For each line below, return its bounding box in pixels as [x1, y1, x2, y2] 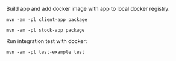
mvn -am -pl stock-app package [6, 27, 85, 33]
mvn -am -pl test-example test [6, 49, 85, 55]
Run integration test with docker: [6, 38, 87, 44]
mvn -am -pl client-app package [6, 17, 87, 23]
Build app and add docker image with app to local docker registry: [6, 5, 170, 12]
